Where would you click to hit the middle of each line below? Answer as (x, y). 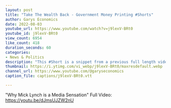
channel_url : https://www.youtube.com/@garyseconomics (65, 71)
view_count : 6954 (24, 39)
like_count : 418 (22, 43)
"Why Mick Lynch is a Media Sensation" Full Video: (59, 95)
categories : (18, 52)
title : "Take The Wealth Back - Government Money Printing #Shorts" (79, 15)
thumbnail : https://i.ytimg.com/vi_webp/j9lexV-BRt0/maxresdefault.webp (84, 66)
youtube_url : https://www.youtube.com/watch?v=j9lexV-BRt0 (69, 29)
